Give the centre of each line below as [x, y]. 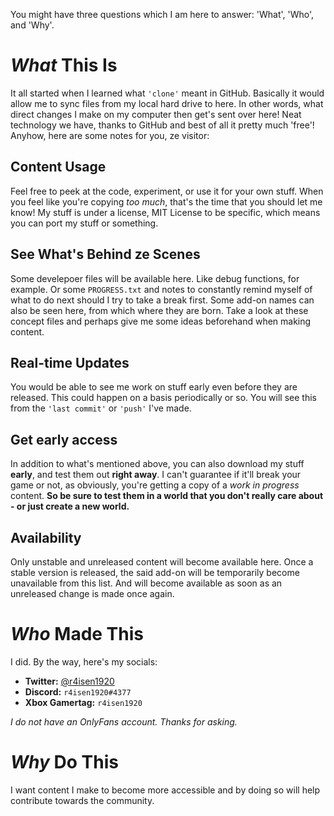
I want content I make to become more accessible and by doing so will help [165, 790]
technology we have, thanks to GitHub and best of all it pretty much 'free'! [162, 125]
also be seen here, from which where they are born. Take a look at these [159, 310]
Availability [46, 537]
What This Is [64, 65]
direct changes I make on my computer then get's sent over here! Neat [156, 114]
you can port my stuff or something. [84, 223]
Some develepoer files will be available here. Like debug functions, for [155, 278]
